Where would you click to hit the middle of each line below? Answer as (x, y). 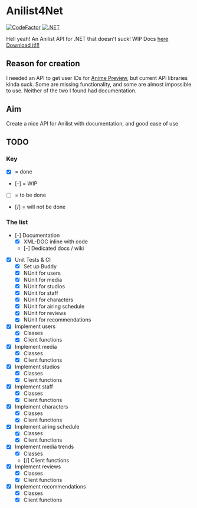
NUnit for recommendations (57, 320)
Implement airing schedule (47, 427)
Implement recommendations (50, 486)
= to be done (30, 195)
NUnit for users (42, 273)
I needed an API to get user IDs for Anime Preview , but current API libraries (97, 78)
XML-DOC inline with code (56, 242)
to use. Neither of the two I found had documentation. (71, 91)
